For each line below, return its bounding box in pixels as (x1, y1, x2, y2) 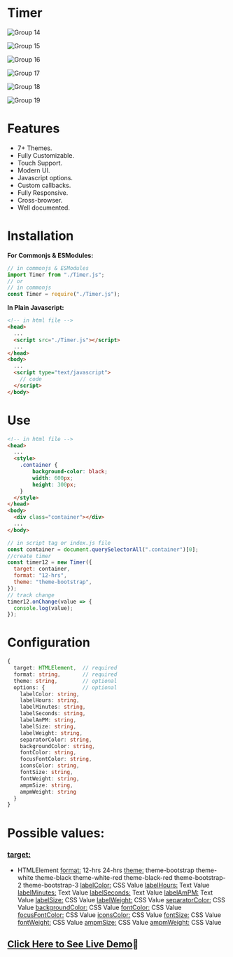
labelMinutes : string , (20, 703, 86, 711)
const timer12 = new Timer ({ (7, 559, 92, 566)
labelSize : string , (20, 723, 77, 730)
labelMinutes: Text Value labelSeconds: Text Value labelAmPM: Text (17, 888, 213, 897)
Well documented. (17, 203, 70, 212)
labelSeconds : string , (20, 710, 86, 717)
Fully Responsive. (17, 188, 69, 197)
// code (20, 376, 42, 383)
